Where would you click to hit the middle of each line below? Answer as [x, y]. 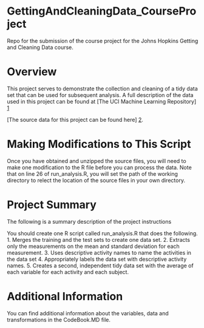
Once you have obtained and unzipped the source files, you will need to [97, 161]
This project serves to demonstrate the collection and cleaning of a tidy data [102, 89]
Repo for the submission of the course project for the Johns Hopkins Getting [103, 41]
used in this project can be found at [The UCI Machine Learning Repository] [102, 101]
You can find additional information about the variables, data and [88, 313]
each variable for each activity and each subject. [68, 272]
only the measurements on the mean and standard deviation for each [93, 246]
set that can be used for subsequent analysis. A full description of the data [100, 95]
